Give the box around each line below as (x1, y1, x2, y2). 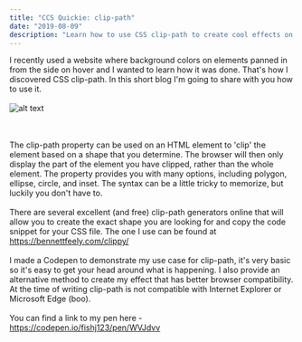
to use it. (9, 83, 42, 95)
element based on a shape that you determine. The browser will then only (9, 149, 284, 160)
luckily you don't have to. (9, 187, 103, 199)
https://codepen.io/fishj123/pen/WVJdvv (9, 322, 161, 333)
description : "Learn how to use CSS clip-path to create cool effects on (9, 30, 294, 39)
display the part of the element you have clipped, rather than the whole (9, 159, 274, 170)
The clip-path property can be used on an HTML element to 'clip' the (9, 139, 267, 150)
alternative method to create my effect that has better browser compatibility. (9, 274, 294, 285)
